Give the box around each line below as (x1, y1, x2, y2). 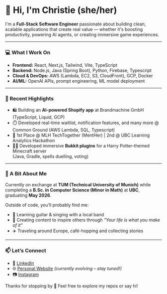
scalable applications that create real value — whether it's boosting (5, 26, 143, 32)
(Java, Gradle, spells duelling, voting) (12, 153, 89, 159)
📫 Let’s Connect (5, 247, 46, 254)
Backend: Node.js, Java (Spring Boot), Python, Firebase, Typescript (12, 67, 152, 74)
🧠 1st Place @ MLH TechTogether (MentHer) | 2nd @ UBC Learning (12, 132, 150, 138)
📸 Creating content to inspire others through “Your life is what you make (12, 217, 161, 223)
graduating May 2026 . (5, 192, 52, 198)
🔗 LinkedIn (12, 260, 34, 266)
